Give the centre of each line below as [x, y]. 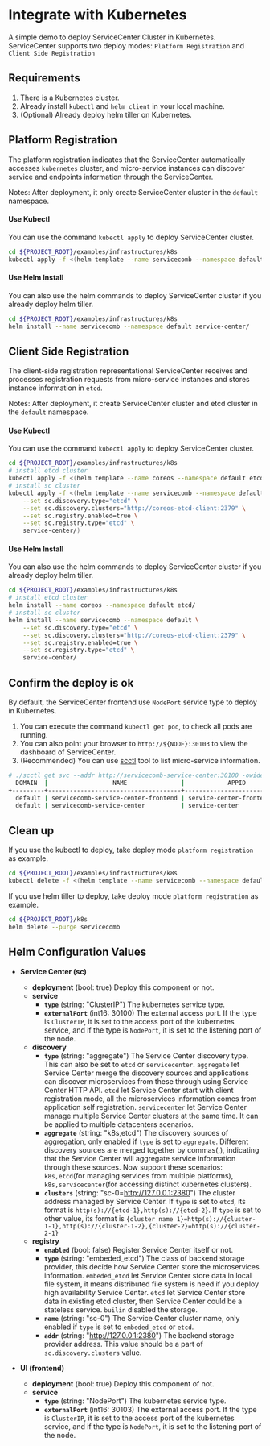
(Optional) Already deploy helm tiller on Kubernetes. [106, 114]
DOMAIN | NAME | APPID [131, 783]
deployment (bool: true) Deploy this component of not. [123, 1383]
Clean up [31, 831]
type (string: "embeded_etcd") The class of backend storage [144, 1258]
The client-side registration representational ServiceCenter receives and [128, 371]
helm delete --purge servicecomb [64, 927]
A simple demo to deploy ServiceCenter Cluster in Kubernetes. [112, 37]
